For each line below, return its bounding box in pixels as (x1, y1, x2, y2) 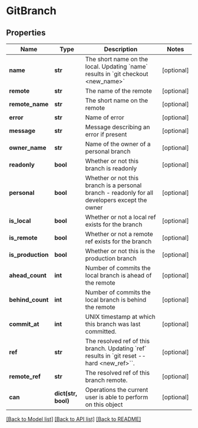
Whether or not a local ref (85, 213, 156, 221)
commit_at (9, 320, 39, 328)
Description (104, 45, 138, 53)
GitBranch (6, 4, 57, 18)
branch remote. (85, 376, 128, 384)
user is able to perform (85, 393, 148, 401)
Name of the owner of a (85, 140, 151, 148)
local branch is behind (85, 296, 147, 303)
